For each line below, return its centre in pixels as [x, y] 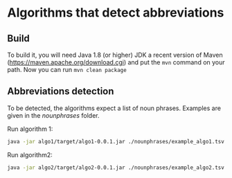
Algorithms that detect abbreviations [116, 13]
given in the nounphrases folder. [53, 115]
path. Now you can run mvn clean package [67, 70]
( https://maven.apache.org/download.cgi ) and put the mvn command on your [116, 62]
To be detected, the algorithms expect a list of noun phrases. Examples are [114, 108]
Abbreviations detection [61, 91]
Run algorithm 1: [30, 129]
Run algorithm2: [30, 154]
